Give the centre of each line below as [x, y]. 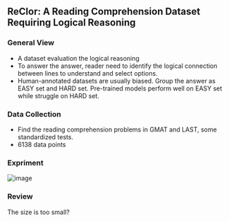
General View [31, 43]
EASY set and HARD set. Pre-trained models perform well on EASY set [120, 88]
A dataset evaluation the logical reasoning [78, 58]
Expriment [25, 163]
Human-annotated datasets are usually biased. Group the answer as [117, 81]
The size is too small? [39, 212]
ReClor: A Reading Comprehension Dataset [104, 12]
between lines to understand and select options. [87, 73]
